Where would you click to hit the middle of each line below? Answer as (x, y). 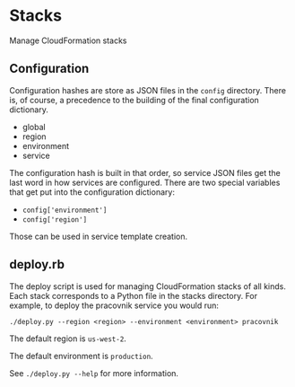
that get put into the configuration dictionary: (92, 192)
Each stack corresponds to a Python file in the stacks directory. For (134, 295)
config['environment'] (65, 210)
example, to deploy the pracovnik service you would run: (114, 305)
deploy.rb (37, 264)
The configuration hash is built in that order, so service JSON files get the (145, 172)
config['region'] (55, 220)
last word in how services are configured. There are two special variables (145, 182)
